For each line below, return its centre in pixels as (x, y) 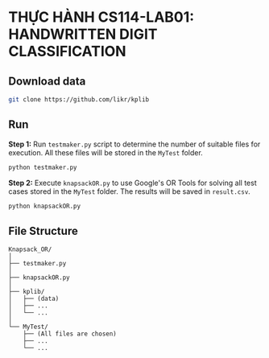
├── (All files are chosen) (70, 334)
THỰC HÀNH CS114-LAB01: (101, 17)
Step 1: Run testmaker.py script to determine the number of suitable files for (134, 144)
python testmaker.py (43, 167)
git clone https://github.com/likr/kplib (79, 100)
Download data (47, 81)
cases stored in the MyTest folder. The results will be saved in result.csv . (130, 191)
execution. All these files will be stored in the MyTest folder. (106, 152)
